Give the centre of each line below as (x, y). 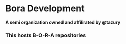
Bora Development (45, 9)
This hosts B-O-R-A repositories (46, 35)
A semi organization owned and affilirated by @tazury (63, 22)
